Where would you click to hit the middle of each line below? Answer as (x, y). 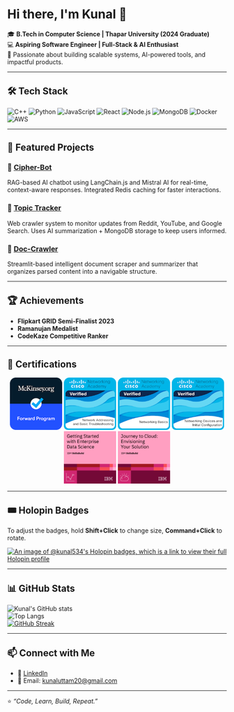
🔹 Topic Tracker (34, 208)
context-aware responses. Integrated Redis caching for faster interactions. (114, 190)
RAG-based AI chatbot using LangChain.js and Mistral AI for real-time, (108, 183)
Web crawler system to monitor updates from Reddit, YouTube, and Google (115, 223)
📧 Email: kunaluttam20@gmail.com (67, 681)
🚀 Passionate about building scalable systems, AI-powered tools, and (107, 54)
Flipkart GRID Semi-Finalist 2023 (66, 321)
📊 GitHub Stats (41, 588)
